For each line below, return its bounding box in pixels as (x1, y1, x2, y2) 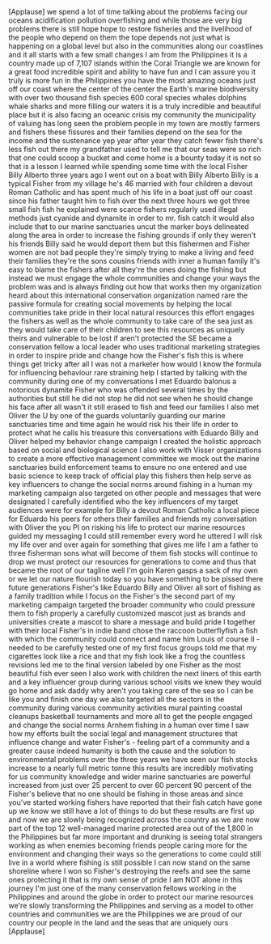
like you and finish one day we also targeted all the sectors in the (8, 695, 225, 704)
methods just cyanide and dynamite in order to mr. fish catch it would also (8, 214, 255, 222)
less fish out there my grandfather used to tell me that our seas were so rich (8, 145, 261, 154)
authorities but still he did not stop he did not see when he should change (8, 394, 253, 403)
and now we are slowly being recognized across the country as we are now (8, 815, 260, 824)
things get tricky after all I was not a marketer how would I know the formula (8, 359, 261, 369)
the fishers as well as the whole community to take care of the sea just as (8, 316, 253, 326)
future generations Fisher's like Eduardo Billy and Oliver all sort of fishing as (8, 582, 261, 592)
